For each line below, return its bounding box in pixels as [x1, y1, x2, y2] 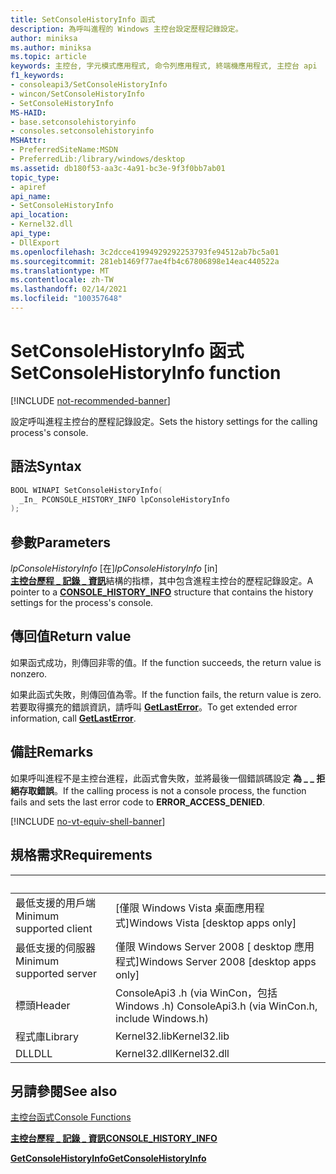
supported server [15, 966, 97, 980]
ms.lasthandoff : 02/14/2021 [10, 284, 128, 295]
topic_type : [10, 172, 60, 183]
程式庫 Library [15, 1029, 80, 1043]
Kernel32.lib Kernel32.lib [115, 1029, 230, 1043]
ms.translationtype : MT [10, 266, 110, 276]
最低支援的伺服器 [15, 941, 97, 955]
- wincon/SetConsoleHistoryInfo [10, 89, 145, 99]
